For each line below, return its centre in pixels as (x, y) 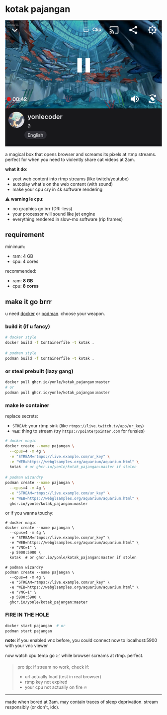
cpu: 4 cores (25, 261)
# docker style (21, 337)
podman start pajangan (29, 631)
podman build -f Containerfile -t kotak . (50, 358)
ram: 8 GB (23, 281)
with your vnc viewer (27, 646)
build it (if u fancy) (28, 326)
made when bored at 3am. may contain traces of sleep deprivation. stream (82, 702)
